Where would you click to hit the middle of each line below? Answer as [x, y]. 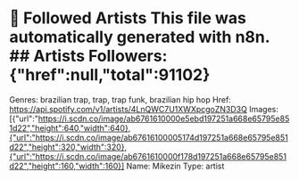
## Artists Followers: [88, 56]
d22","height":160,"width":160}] [67, 166]
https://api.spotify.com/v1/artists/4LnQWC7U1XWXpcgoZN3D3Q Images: [144, 109]
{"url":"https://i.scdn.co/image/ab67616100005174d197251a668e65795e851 [149, 137]
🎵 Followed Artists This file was [128, 18]
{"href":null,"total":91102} [110, 75]
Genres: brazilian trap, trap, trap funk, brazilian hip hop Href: [120, 99]
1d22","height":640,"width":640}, [70, 127]
